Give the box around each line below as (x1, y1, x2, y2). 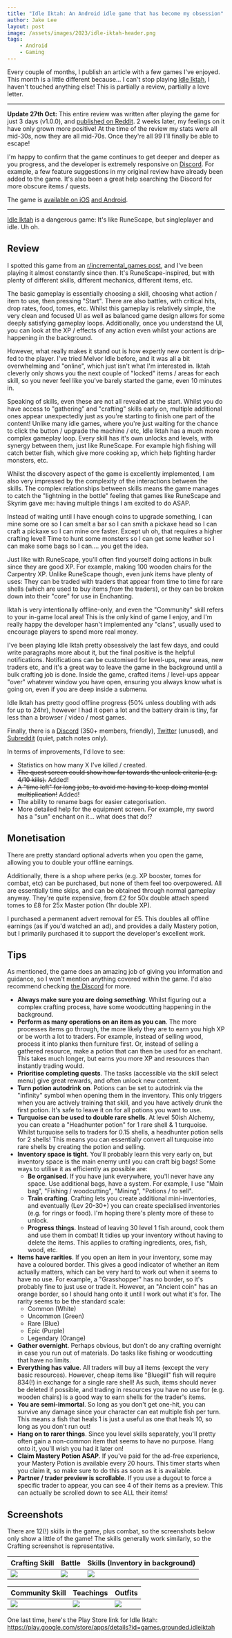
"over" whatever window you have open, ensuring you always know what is (7, 677, 222, 686)
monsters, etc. (7, 456, 48, 464)
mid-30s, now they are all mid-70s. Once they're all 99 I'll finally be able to (7, 132, 219, 140)
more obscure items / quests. (7, 181, 91, 190)
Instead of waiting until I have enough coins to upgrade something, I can (7, 512, 213, 520)
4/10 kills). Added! (17, 775, 69, 783)
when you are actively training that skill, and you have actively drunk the (17, 1098, 223, 1107)
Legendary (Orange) (27, 1334, 86, 1342)
